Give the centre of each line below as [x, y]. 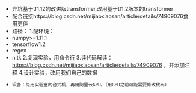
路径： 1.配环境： [33, 31]
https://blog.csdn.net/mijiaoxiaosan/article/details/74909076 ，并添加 [98, 65]
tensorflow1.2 [29, 44]
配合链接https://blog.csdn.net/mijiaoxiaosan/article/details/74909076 [97, 16]
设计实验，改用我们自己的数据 [61, 72]
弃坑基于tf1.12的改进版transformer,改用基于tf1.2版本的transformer [93, 9]
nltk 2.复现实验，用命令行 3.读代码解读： [62, 58]
